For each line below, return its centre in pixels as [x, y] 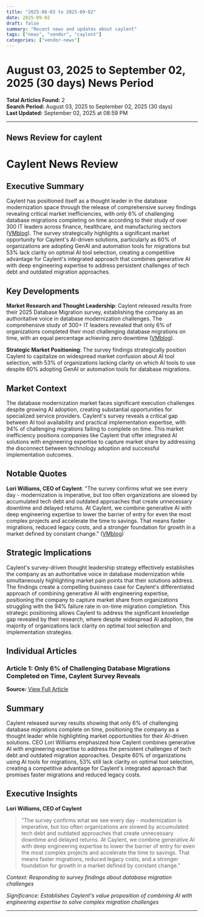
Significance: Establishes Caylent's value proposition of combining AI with [99, 895]
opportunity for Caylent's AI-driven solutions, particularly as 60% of [91, 240]
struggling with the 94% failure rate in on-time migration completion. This [98, 606]
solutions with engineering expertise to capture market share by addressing [101, 441]
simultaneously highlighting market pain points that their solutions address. [100, 580]
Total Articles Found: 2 [36, 100]
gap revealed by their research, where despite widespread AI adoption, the [100, 619]
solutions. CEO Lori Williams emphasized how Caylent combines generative [101, 742]
